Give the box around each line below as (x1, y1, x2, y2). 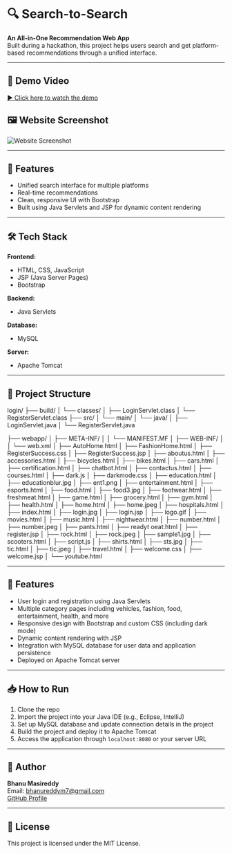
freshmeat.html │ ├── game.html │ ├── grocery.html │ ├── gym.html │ (7, 493, 214, 501)
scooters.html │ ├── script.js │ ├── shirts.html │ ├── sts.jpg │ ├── (7, 537, 203, 545)
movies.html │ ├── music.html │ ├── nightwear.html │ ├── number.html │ (7, 515, 222, 524)
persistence (17, 648, 52, 657)
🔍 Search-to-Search (7, 6, 128, 22)
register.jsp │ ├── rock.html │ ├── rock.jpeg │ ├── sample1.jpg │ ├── (7, 530, 211, 538)
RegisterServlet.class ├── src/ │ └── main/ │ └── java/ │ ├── (7, 413, 188, 422)
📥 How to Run (7, 684, 69, 695)
